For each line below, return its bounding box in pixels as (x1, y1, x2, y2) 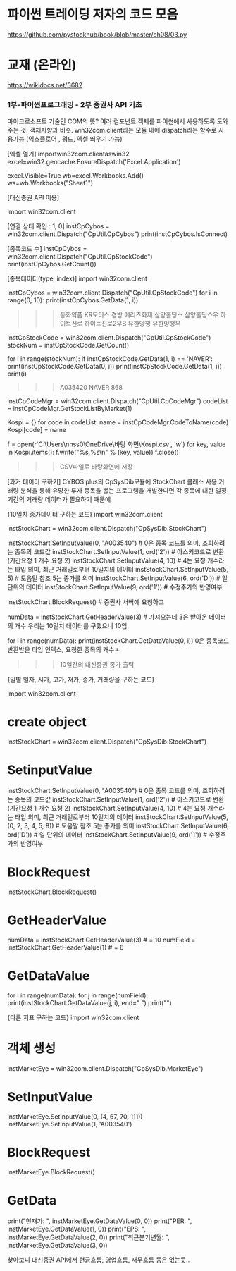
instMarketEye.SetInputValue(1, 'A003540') (7, 1119, 132, 1128)
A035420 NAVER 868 (59, 383, 123, 392)
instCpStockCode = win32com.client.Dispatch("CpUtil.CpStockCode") (7, 333, 211, 342)
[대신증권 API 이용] (7, 193, 60, 202)
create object (7, 714, 87, 730)
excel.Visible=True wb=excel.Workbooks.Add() (7, 171, 144, 180)
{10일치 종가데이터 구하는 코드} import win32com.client (7, 510, 163, 519)
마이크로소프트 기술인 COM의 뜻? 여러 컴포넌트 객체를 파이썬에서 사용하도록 (7, 117, 216, 125)
